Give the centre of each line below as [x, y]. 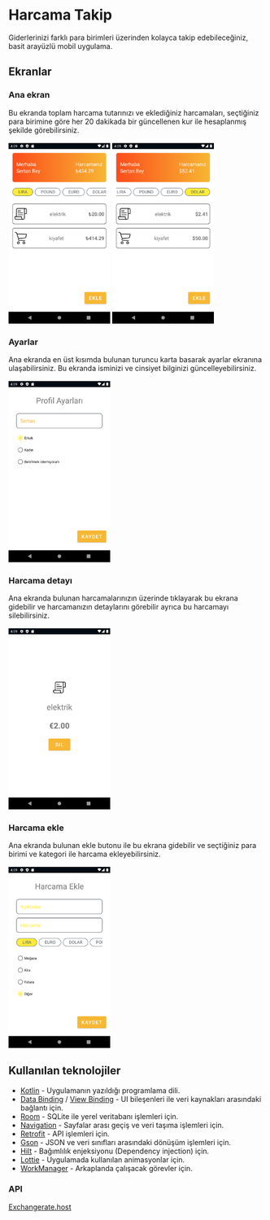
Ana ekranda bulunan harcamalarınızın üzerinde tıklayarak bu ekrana [123, 598]
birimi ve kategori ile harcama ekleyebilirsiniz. [85, 854]
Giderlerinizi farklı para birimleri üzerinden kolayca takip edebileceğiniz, [128, 37]
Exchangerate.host [40, 1207]
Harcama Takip [60, 15]
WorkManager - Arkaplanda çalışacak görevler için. [106, 1168]
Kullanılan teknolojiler [65, 1071]
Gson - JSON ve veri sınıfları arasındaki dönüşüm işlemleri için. [126, 1142]
